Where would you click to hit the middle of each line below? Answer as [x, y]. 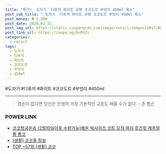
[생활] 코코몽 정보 [29, 141]
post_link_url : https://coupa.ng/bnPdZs [47, 33]
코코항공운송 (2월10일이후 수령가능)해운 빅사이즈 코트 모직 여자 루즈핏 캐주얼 [86, 128]
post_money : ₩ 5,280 [26, 19]
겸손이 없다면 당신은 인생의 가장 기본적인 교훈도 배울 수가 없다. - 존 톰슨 [86, 104]
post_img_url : [20, 28]
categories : [17, 38]
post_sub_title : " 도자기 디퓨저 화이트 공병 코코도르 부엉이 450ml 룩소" [74, 14]
